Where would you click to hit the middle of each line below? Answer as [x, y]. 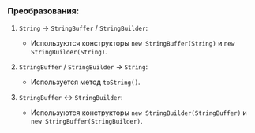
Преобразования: [43, 11]
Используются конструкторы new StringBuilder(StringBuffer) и [139, 113]
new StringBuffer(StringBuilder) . [86, 121]
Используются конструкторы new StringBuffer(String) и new [133, 43]
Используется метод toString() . [85, 82]
